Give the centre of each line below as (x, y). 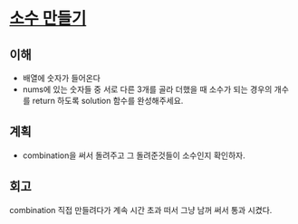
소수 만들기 (48, 19)
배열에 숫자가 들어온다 (62, 78)
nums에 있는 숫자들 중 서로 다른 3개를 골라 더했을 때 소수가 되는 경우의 (147, 89)
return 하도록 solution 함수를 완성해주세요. (108, 101)
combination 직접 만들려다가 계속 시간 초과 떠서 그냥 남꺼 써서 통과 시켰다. (141, 210)
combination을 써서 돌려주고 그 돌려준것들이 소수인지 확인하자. (134, 155)
